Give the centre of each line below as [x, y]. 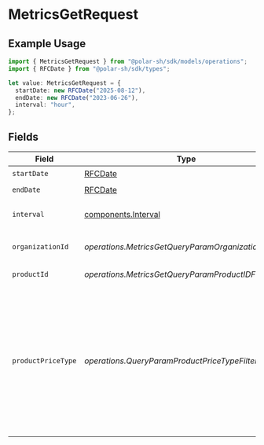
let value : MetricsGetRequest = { [65, 83]
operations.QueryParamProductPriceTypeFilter [170, 361]
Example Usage [47, 44]
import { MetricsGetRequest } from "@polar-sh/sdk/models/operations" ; [128, 61]
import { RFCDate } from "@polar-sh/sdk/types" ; [89, 68]
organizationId [40, 246]
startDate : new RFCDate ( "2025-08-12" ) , [81, 90]
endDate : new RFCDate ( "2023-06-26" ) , [77, 97]
